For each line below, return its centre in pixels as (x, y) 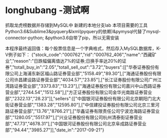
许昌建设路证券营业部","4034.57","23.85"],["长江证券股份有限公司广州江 (88, 80)
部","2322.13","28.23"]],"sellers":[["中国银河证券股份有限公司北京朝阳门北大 (83, 98)
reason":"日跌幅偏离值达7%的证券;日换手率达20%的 (68, 61)
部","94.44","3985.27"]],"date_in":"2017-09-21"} (55, 130)
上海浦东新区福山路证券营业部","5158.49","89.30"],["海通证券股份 (86, 73)
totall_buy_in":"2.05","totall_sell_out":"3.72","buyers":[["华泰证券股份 (85, 67)
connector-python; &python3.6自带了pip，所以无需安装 (62, 38)
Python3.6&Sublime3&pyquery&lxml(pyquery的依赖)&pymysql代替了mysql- (83, 31)
